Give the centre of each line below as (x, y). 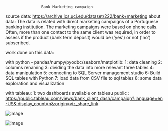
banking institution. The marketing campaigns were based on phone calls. (81, 27)
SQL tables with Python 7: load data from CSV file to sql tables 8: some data (83, 78)
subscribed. (18, 43)
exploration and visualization (35, 83)
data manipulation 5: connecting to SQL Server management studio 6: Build (83, 73)
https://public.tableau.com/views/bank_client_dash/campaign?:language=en (84, 98)
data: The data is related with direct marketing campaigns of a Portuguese (82, 22)
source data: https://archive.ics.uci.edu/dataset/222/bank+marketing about (83, 16)
